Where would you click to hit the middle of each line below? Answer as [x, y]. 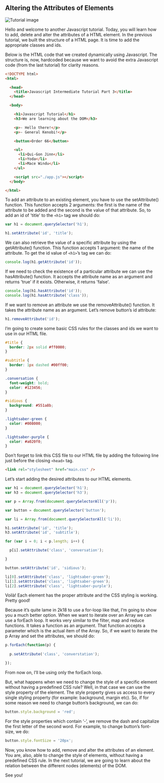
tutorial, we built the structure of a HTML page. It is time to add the [72, 40]
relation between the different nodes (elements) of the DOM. [66, 765]
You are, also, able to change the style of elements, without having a [74, 755]
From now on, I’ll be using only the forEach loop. [54, 672]
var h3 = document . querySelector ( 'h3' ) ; [47, 493]
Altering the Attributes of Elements [59, 8]
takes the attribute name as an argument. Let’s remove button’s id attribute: [81, 310]
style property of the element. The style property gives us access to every [80, 692]
